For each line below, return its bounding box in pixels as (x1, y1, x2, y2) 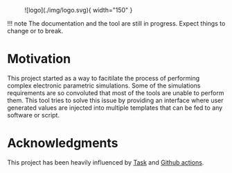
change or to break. (7, 27, 64, 35)
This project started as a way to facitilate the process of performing (7, 74, 200, 82)
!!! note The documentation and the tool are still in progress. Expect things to (7, 19, 226, 27)
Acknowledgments (7, 135, 119, 151)
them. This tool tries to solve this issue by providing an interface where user (7, 96, 224, 104)
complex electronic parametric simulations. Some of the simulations (7, 81, 201, 90)
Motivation (7, 51, 71, 67)
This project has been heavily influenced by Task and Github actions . (7, 158, 204, 166)
